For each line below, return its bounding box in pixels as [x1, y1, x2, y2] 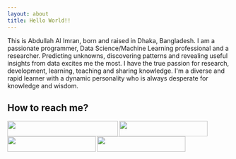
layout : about [7, 10, 49, 18]
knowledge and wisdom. [7, 81, 79, 90]
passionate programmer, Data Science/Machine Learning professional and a [7, 44, 230, 52]
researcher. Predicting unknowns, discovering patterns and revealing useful [7, 51, 228, 60]
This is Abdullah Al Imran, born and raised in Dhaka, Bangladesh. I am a [7, 36, 216, 45]
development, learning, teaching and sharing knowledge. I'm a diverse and [7, 66, 225, 75]
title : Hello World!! [7, 17, 71, 24]
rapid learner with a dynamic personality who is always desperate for [7, 73, 208, 82]
